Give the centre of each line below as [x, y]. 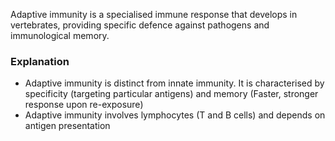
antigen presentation [67, 126]
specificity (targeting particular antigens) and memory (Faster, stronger [171, 94]
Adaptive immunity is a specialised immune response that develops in [154, 14]
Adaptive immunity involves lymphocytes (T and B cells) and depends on [175, 115]
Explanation [40, 61]
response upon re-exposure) [84, 105]
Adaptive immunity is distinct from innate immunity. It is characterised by [174, 83]
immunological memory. [60, 35]
